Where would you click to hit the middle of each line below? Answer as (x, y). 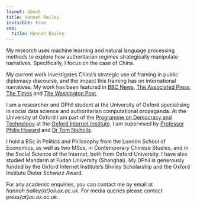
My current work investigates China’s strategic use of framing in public (92, 75)
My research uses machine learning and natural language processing (91, 50)
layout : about (24, 12)
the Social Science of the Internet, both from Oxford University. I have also (97, 154)
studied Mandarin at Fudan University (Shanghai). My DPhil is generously (95, 160)
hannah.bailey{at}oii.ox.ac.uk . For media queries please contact (84, 191)
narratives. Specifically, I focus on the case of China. (70, 63)
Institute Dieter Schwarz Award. (45, 173)
